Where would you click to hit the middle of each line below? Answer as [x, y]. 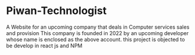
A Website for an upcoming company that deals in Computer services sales [98, 27]
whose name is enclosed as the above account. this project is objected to [95, 39]
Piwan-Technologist [56, 11]
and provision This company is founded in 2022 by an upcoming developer [97, 33]
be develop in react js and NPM [44, 46]
